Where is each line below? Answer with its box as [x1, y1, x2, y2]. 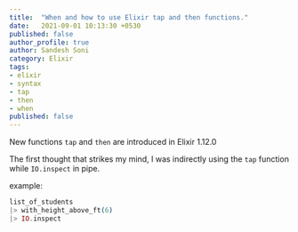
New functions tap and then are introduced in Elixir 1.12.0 [9, 137, 217, 148]
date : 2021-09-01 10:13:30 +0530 [9, 21, 141, 30]
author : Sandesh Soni [9, 46, 90, 55]
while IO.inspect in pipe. [9, 164, 101, 174]
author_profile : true [9, 37, 90, 47]
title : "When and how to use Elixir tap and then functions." [9, 12, 249, 22]
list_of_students [9, 197, 74, 207]
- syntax [9, 79, 42, 88]
